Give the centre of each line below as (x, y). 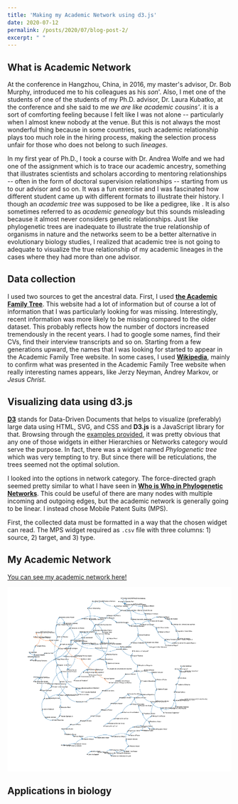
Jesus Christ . (27, 379)
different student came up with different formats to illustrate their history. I (116, 196)
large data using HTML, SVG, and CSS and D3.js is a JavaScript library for (116, 426)
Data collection (42, 279)
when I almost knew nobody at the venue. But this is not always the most (114, 122)
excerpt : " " (27, 38)
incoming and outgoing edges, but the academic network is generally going (118, 501)
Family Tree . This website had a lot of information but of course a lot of (112, 304)
